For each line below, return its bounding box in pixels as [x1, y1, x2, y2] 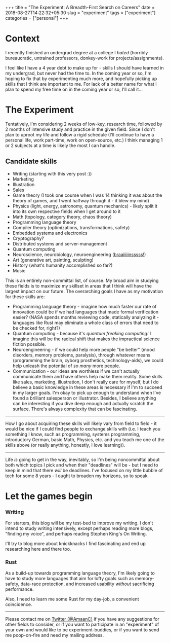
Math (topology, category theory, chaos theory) [12, 213, 112, 220]
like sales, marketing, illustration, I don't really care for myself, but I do [12, 379, 159, 385]
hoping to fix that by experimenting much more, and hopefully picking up [5, 76, 157, 82]
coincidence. [5, 601, 32, 608]
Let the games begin [5, 490, 93, 502]
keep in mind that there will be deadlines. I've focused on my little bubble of [5, 467, 163, 473]
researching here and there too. [5, 546, 71, 552]
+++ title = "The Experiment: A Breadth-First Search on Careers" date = [5, 5, 155, 10]
